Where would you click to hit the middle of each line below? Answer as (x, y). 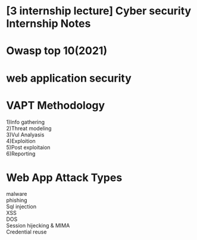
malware (17, 194)
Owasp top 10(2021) (57, 51)
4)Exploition (21, 141)
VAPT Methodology (56, 105)
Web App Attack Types (64, 177)
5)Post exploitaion (28, 147)
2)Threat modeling (29, 128)
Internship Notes (49, 24)
